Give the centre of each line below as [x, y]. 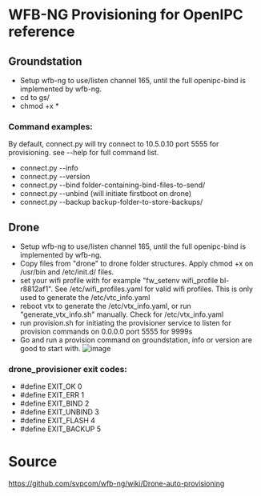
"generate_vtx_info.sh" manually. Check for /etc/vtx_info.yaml [122, 314]
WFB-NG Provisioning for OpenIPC [126, 15]
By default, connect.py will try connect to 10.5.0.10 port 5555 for [114, 144]
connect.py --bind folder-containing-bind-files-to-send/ [112, 185]
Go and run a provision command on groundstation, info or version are [136, 340]
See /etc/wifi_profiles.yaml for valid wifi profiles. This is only [154, 289]
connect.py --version [55, 177]
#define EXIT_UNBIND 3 [60, 412]
